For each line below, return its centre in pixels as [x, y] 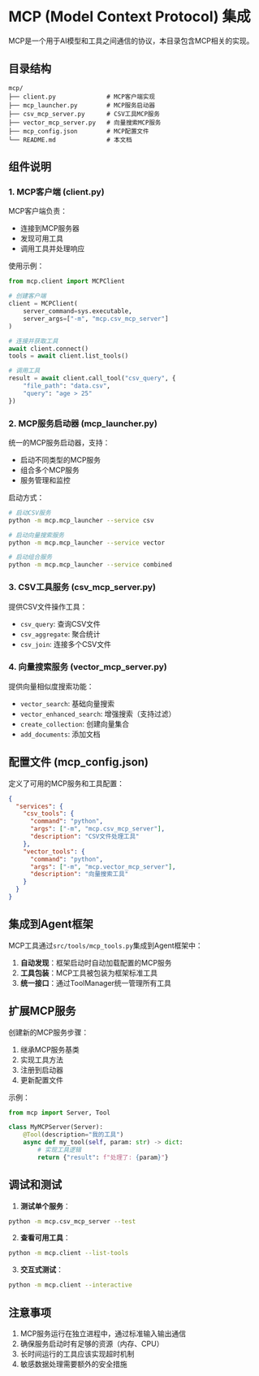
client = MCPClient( [43, 304]
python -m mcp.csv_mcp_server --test [72, 1221]
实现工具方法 [41, 1059]
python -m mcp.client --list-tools [69, 1253]
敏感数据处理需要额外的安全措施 [73, 1364]
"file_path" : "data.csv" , [67, 386]
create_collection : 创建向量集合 [75, 723]
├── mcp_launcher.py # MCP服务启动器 [82, 105]
